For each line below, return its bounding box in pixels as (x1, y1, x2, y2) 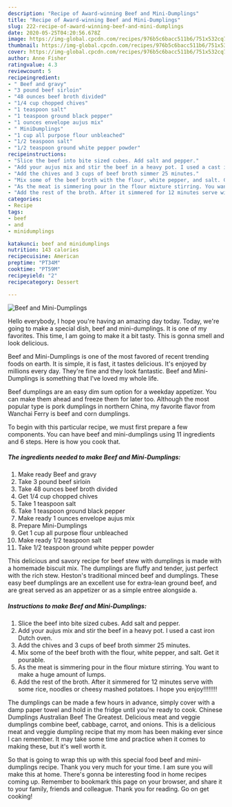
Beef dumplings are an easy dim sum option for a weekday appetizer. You (8, 387, 217, 396)
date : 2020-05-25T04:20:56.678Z (8, 29, 101, 36)
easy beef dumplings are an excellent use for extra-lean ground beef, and (8, 579, 218, 587)
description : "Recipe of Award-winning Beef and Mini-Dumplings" (8, 10, 199, 17)
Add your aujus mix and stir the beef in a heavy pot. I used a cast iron (17, 627, 215, 635)
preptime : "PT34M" (8, 260, 61, 266)
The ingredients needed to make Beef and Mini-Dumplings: (8, 453, 181, 461)
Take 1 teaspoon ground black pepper (17, 507, 126, 515)
